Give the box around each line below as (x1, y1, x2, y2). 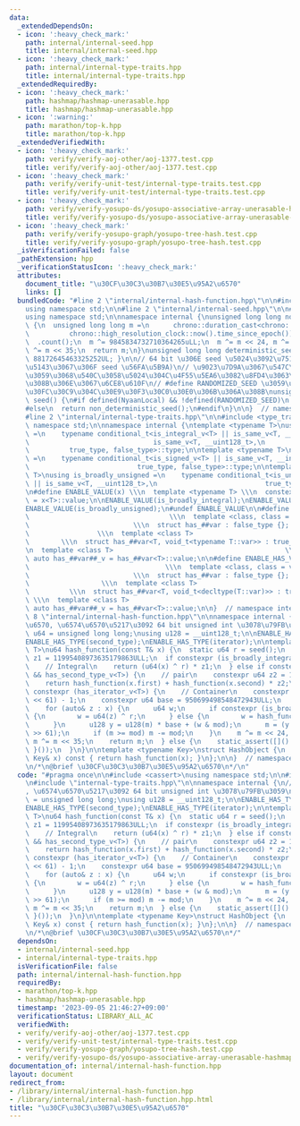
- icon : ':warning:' (17, 113, 94, 122)
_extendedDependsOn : (17, 21, 94, 30)
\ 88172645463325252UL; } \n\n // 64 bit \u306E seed (25, 354, 221, 363)
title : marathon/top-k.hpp (25, 130, 126, 139)
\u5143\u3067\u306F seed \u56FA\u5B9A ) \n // (25, 363, 190, 371)
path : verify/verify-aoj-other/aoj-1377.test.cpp (25, 154, 214, 164)
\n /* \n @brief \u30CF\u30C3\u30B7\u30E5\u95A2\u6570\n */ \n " (25, 762, 250, 771)
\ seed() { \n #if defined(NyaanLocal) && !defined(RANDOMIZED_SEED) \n (25, 396, 290, 405)
